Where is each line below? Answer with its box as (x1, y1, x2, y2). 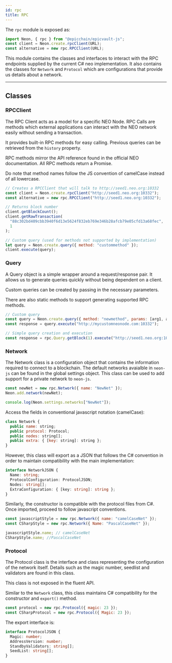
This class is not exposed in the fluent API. (5, 580, 95, 586)
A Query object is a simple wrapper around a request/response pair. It (5, 271, 153, 277)
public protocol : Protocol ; (10, 428, 70, 434)
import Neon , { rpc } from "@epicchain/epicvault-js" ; (5, 37, 125, 42)
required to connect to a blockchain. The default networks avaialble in (5, 365, 153, 371)
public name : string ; (10, 424, 56, 429)
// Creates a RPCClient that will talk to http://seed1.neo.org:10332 (5, 186, 159, 191)
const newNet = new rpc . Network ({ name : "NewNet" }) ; (5, 386, 123, 391)
